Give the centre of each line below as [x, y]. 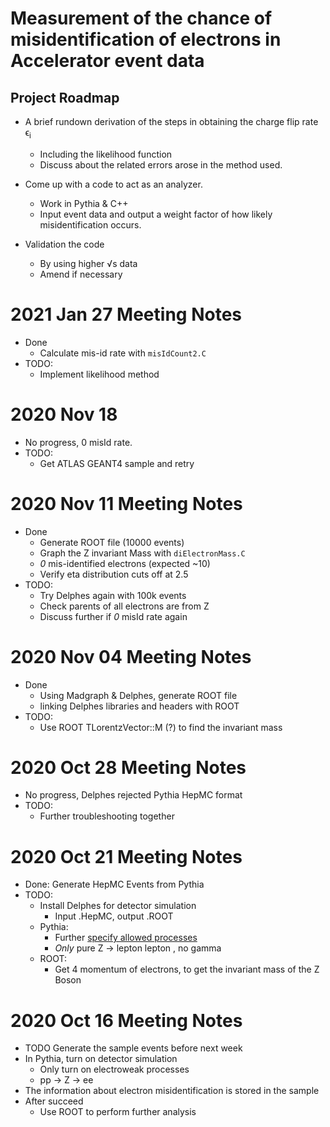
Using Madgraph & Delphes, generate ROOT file [138, 695]
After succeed [54, 1101]
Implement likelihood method [99, 374]
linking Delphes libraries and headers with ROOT [139, 706]
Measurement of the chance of [141, 18]
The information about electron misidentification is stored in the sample [172, 1091]
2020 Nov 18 [64, 414]
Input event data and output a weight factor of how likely [156, 214]
